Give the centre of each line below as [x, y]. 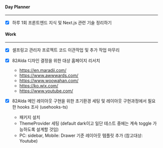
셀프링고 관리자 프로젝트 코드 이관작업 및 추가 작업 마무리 [66, 50]
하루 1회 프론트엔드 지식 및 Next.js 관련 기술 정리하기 [62, 23]
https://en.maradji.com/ [43, 70]
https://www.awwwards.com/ [49, 75]
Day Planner [18, 7]
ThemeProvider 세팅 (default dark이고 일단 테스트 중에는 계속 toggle [85, 123]
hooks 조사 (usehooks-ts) [42, 107]
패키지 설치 [30, 117]
